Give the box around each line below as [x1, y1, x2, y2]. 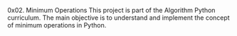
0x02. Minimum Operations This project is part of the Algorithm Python [7, 6, 216, 14]
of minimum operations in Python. [7, 21, 107, 29]
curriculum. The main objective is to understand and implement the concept [7, 13, 230, 22]
